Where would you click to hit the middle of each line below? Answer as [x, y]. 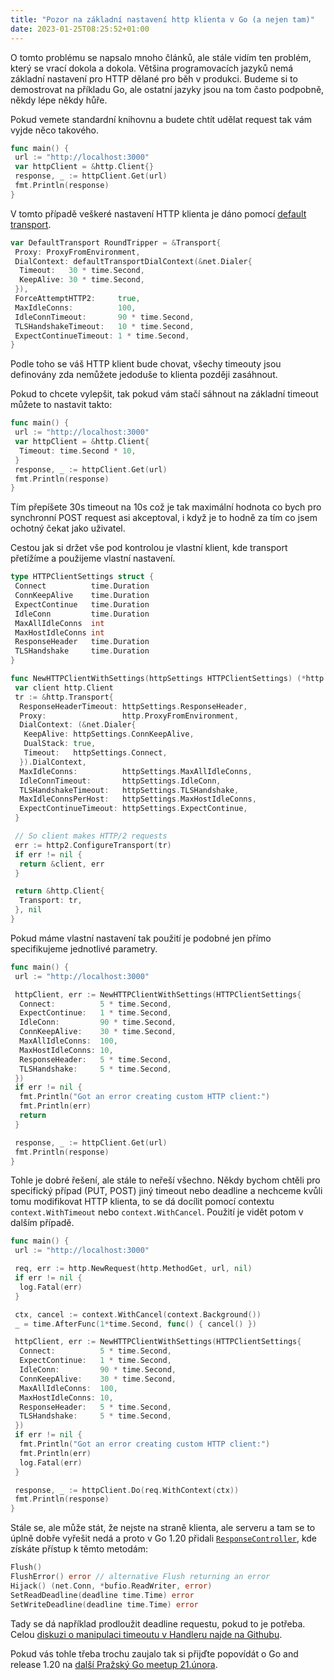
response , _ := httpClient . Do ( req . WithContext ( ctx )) [127, 1490]
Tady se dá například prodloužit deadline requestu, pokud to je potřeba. [158, 1623]
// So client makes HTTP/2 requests [91, 836]
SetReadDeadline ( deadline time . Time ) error [102, 1595]
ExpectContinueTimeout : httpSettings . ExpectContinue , [133, 809]
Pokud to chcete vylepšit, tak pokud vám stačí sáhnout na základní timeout [164, 394]
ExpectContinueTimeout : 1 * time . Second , [102, 336]
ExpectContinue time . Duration [82, 604]
